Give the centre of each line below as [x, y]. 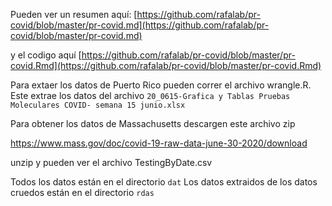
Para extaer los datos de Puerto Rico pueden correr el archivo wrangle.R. [161, 85]
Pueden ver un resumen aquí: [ [74, 14]
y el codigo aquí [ [46, 55]
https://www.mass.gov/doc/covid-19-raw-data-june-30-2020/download [159, 143]
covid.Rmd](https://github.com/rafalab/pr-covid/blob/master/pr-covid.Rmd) [166, 65]
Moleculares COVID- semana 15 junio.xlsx [98, 105]
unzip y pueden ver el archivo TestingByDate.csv [111, 162]
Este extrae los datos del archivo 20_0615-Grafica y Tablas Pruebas [150, 95]
